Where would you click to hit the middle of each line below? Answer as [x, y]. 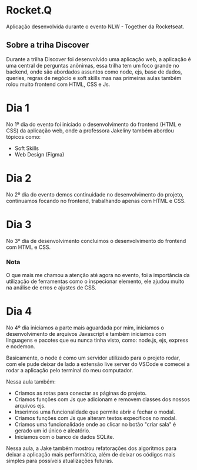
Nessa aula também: [31, 381]
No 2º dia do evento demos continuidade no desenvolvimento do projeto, [95, 194]
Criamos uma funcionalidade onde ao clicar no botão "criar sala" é [95, 424]
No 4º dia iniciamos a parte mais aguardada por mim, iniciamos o [85, 328]
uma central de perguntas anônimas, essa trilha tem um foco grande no [93, 65]
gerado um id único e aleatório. [52, 431]
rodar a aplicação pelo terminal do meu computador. [70, 370]
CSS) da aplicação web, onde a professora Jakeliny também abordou [90, 131]
